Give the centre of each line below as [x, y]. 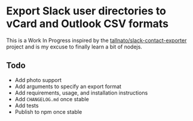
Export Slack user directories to [86, 11]
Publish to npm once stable [48, 111]
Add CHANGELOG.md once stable [52, 99]
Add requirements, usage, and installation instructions [81, 93]
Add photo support [38, 80]
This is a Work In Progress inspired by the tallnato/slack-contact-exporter [96, 40]
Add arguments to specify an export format [68, 86]
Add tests [27, 105]
